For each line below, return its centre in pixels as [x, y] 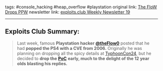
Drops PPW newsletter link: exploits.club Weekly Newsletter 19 [68, 12]
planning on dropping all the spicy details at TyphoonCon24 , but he [84, 53]
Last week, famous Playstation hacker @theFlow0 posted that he [83, 43]
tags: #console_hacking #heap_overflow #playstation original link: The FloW [81, 7]
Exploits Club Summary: [42, 31]
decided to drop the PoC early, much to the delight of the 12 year [83, 58]
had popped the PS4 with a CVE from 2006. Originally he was [79, 48]
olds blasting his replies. [42, 63]
